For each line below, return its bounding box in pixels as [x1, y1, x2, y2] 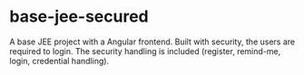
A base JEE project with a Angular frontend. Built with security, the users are [9, 36, 296, 47]
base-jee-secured [9, 6, 149, 27]
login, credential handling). [9, 55, 110, 66]
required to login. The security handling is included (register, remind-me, [9, 45, 281, 56]
